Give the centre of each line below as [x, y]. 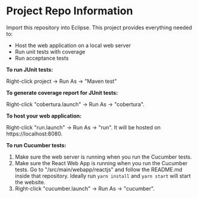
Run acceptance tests [42, 58]
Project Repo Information [70, 11]
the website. [30, 182]
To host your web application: [44, 116]
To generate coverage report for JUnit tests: [62, 92]
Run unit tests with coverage [50, 51]
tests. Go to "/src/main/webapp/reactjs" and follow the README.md [98, 169]
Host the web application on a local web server [73, 45]
